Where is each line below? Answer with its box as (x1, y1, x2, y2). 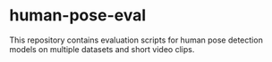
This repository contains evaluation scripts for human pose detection (9, 35, 264, 45)
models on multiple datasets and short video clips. (9, 43, 195, 54)
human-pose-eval (9, 5, 147, 26)
